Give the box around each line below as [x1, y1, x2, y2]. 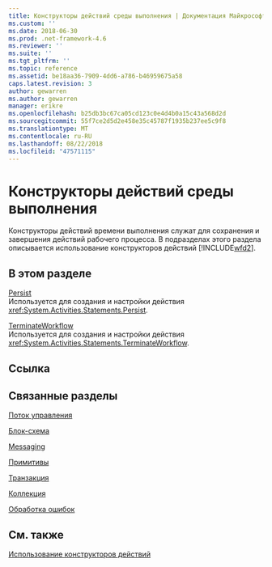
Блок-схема [8, 426, 50, 436]
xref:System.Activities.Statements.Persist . [8, 305, 148, 315]
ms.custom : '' [8, 19, 57, 28]
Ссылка [8, 362, 50, 375]
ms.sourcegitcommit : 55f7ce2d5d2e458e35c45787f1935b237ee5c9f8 [8, 117, 227, 125]
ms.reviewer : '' [8, 42, 63, 50]
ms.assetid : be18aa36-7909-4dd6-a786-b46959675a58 [8, 72, 183, 80]
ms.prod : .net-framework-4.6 [8, 34, 107, 43]
